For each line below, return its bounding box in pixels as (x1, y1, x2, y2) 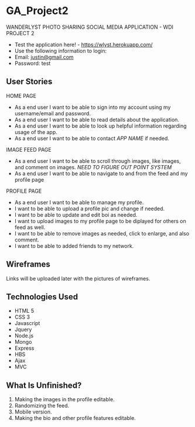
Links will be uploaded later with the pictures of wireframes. (6, 275, 150, 282)
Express (14, 344, 35, 352)
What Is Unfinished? (6, 380, 82, 390)
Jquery (14, 326, 32, 333)
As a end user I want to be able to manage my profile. (14, 199, 144, 206)
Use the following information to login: (14, 47, 107, 54)
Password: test (14, 60, 51, 67)
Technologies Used (6, 292, 78, 302)
